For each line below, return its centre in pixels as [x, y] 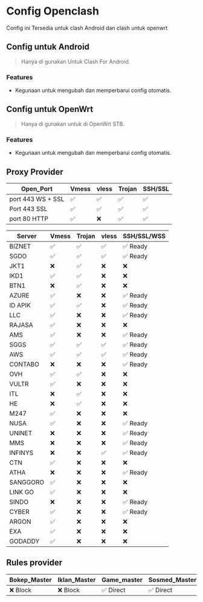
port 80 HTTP [29, 218]
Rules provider [34, 563]
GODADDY [24, 541]
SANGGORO [27, 482]
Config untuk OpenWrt [50, 109]
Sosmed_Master [172, 580]
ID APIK [20, 305]
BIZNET [20, 246]
